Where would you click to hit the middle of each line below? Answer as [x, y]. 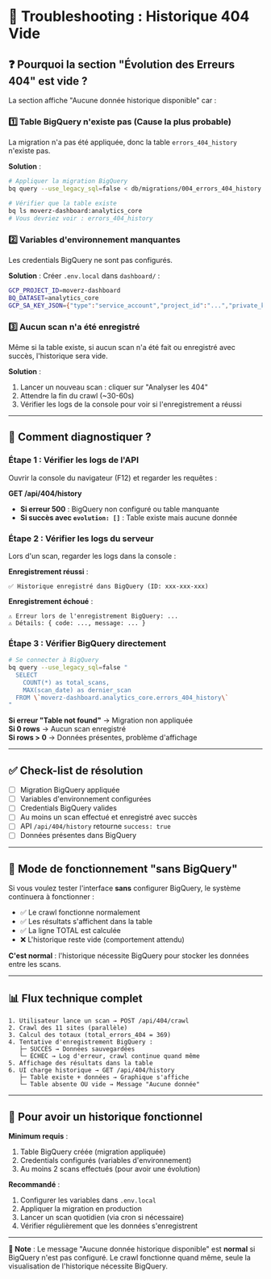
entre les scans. [35, 964]
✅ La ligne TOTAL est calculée [70, 931]
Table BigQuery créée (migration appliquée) [93, 1152]
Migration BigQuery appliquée [70, 790]
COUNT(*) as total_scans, [67, 682]
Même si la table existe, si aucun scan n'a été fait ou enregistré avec [122, 347]
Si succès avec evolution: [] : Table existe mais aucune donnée [129, 517]
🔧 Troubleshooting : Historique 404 [129, 17]
